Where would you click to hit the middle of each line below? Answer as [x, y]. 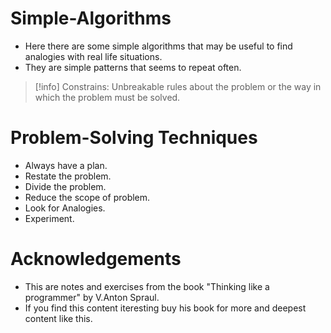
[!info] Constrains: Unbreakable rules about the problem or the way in [178, 86]
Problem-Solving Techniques [134, 138]
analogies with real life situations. [93, 56]
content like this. [58, 318]
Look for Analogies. [65, 208]
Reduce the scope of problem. [87, 197]
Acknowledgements [96, 259]
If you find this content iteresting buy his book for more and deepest [165, 308]
